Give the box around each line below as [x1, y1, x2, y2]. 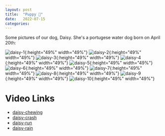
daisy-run [12, 120, 32, 126]
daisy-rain [12, 125, 33, 131]
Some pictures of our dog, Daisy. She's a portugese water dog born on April [5, 35, 161, 41]
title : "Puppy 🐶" [5, 12, 43, 17]
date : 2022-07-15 [5, 16, 46, 21]
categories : [5, 21, 30, 26]
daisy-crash [12, 115, 37, 121]
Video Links [5, 93, 55, 104]
